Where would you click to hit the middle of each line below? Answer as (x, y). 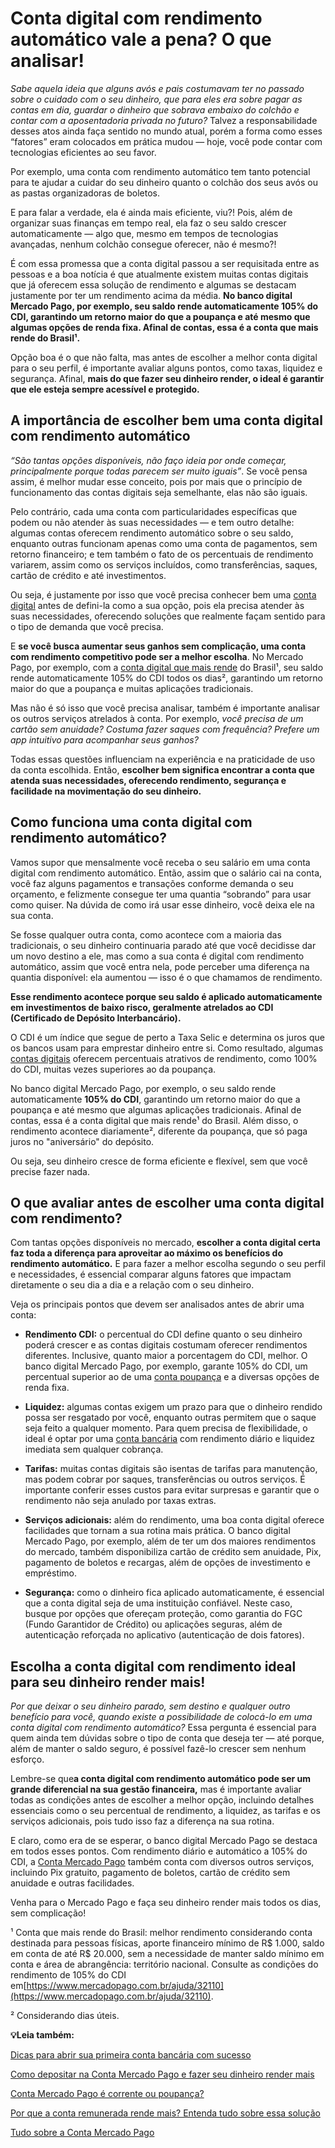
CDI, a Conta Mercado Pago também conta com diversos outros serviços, (162, 1862)
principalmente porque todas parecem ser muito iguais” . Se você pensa (159, 471)
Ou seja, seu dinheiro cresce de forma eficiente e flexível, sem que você (159, 1161)
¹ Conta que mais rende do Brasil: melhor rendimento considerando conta (161, 1933)
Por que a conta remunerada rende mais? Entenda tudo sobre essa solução (165, 2113)
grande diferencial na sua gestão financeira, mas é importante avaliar (156, 1789)
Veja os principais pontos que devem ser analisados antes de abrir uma (157, 1304)
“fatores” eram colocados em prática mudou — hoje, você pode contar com (166, 141)
